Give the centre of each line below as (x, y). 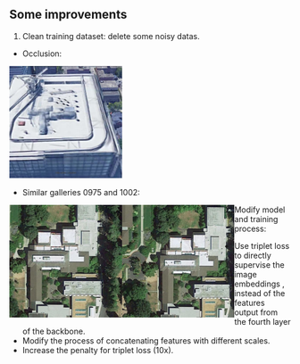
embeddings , (260, 284)
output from (256, 312)
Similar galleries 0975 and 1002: (81, 193)
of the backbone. (54, 331)
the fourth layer (262, 322)
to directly (253, 256)
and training (256, 219)
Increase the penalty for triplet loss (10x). (98, 351)
